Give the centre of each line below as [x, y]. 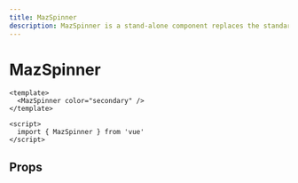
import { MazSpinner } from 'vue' [81, 132]
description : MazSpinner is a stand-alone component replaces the [134, 26]
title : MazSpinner [43, 17]
